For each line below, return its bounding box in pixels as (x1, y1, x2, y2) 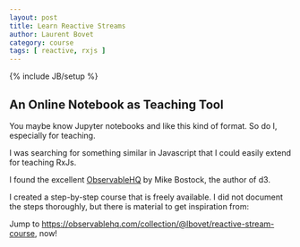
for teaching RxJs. (9, 157, 77, 167)
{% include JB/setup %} (9, 71, 99, 81)
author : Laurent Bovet (9, 30, 94, 38)
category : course (9, 38, 74, 47)
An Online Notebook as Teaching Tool (9, 97, 224, 112)
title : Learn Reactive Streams (9, 21, 126, 30)
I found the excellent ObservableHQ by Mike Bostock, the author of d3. (9, 174, 271, 184)
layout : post (9, 13, 58, 22)
